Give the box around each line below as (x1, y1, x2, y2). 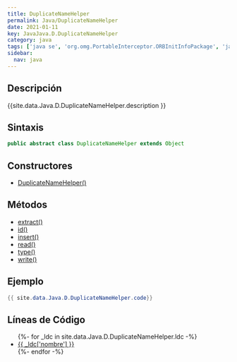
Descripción (7, 83, 62, 95)
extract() (17, 217, 44, 226)
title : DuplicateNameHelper (7, 10, 90, 18)
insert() (17, 232, 39, 241)
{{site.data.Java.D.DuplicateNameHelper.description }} (7, 101, 166, 109)
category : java (7, 37, 52, 44)
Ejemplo (7, 276, 44, 288)
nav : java (13, 56, 42, 64)
